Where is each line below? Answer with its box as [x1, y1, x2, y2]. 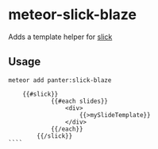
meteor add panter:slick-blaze [8, 76, 112, 84]
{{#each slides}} [50, 97, 109, 105]
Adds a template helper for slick [8, 32, 113, 41]
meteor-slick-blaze [8, 6, 137, 24]
